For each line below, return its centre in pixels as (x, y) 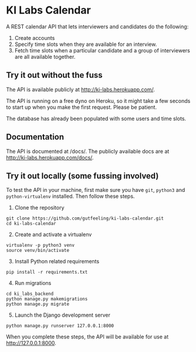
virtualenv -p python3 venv (40, 245)
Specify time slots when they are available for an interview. (86, 44)
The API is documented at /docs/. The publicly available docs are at (88, 151)
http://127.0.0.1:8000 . (31, 343)
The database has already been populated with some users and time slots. (96, 118)
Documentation (35, 137)
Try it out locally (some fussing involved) (82, 176)
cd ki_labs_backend (30, 294)
